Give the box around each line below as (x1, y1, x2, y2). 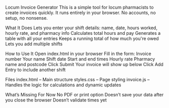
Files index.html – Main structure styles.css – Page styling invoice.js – (5, 77, 150, 82)
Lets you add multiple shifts (5, 41, 63, 47)
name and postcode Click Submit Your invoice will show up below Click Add (5, 62, 163, 67)
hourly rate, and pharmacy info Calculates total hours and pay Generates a (5, 30, 161, 36)
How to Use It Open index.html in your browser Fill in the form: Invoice (5, 50, 152, 57)
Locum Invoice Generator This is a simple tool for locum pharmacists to (5, 5, 154, 10)
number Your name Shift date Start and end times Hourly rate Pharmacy (5, 56, 155, 62)
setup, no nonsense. (5, 15, 48, 21)
